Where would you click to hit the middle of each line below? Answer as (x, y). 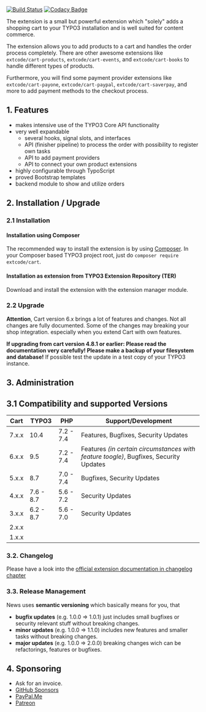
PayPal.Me (29, 697)
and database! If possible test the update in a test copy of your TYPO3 (96, 357)
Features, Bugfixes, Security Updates (134, 435)
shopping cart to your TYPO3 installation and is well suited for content (95, 28)
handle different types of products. (51, 66)
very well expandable (42, 131)
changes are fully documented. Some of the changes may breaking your (98, 325)
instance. (18, 363)
